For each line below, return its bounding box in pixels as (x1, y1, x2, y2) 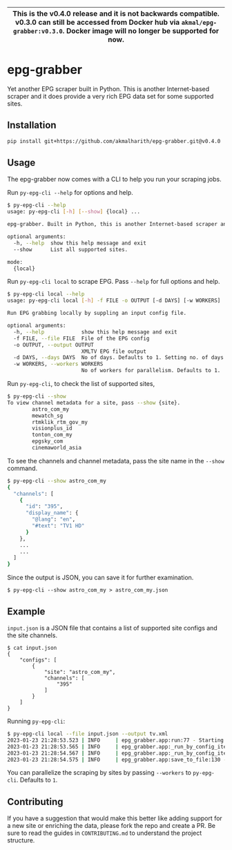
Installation (7, 119, 57, 131)
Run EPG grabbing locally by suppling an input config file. (7, 310, 187, 317)
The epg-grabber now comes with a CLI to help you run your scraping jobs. (7, 175, 222, 184)
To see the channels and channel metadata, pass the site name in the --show (7, 456, 224, 465)
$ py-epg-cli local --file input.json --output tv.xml (7, 731, 168, 737)
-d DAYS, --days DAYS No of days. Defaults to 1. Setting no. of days (13, 354, 224, 361)
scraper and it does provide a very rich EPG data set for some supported (7, 92, 214, 100)
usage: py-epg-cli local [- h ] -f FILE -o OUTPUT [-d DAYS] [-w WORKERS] (7, 297, 221, 305)
